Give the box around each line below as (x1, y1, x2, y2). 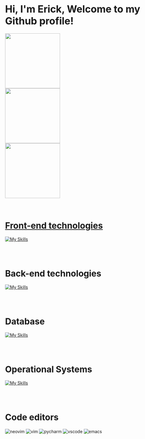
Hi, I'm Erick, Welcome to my (5, 2, 141, 15)
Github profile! (5, 15, 74, 27)
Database (5, 316, 45, 327)
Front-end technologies (5, 220, 104, 231)
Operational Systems (5, 364, 92, 375)
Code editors (5, 412, 59, 423)
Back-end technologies (5, 268, 102, 279)
